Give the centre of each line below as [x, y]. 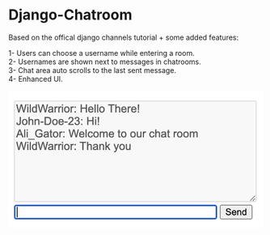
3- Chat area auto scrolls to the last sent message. [92, 70]
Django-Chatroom [70, 15]
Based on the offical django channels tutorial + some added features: [124, 37]
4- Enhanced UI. [36, 79]
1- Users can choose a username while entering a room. [102, 53]
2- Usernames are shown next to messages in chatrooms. [105, 62]
